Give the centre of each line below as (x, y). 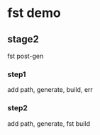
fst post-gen (26, 56)
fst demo (34, 13)
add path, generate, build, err (50, 90)
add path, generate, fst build (49, 123)
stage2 (23, 39)
